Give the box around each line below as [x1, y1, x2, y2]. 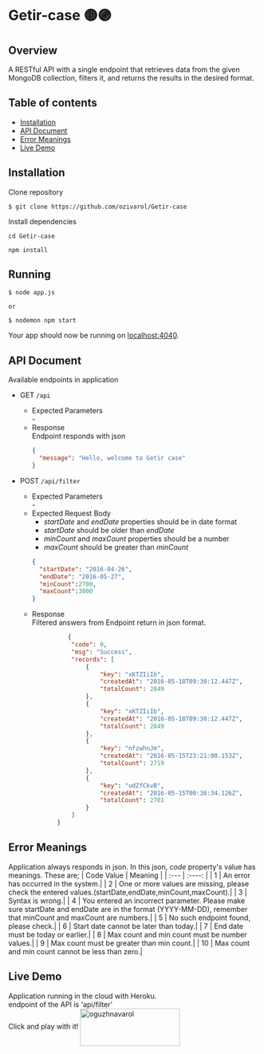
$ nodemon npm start [8, 317, 77, 325]
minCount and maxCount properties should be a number [43, 534, 230, 543]
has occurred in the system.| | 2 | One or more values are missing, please [8, 878, 250, 888]
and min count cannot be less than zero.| [8, 946, 144, 956]
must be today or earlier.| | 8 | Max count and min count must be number [8, 930, 247, 939]
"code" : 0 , [71, 641, 108, 649]
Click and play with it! [8, 1021, 79, 1031]
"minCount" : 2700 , [38, 580, 97, 588]
